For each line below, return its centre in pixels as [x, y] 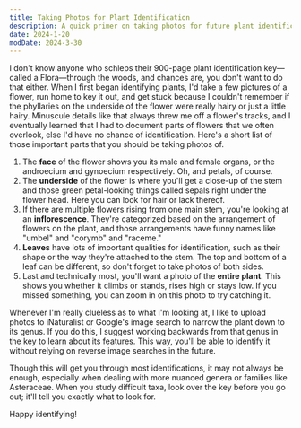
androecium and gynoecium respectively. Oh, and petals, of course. [147, 171]
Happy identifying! [43, 415]
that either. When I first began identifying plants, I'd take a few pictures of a [148, 87]
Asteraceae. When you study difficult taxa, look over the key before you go [148, 388]
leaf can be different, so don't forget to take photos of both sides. [143, 266]
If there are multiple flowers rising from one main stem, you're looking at [155, 210]
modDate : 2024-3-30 [46, 43]
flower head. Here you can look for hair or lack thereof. [124, 200]
